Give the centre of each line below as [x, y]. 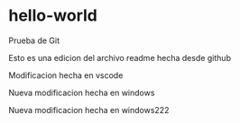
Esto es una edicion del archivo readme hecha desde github [120, 57]
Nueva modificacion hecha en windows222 [89, 110]
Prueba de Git [34, 40]
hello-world [53, 16]
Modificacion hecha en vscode [66, 75]
